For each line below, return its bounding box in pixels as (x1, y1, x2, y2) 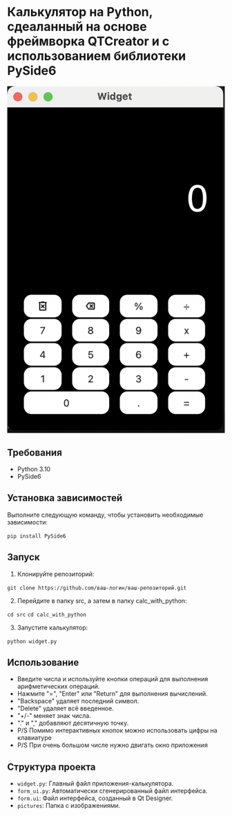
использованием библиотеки (7, 48, 186, 64)
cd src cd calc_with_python (7, 611, 86, 618)
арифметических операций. (17, 682, 100, 691)
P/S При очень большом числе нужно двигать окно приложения (17, 741, 209, 750)
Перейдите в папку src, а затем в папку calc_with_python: (17, 596, 188, 605)
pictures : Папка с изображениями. (17, 801, 121, 810)
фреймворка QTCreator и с (7, 34, 170, 49)
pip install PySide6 (7, 533, 67, 540)
